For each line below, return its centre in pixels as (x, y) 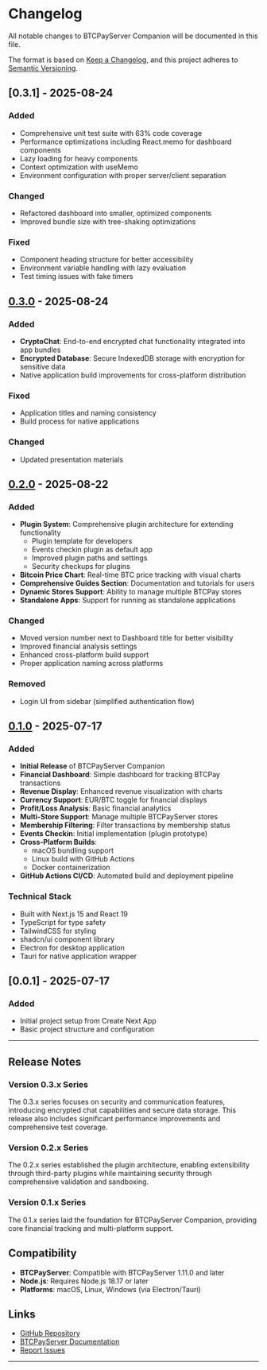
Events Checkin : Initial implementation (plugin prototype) (114, 834)
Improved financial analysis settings (78, 646)
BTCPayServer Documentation (70, 1342)
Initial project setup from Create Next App (88, 1021)
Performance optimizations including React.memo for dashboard (126, 141)
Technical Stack (40, 896)
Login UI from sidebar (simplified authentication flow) (107, 701)
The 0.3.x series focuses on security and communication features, (117, 1102)
